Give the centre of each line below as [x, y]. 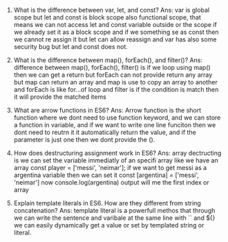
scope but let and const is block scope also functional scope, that [107, 17]
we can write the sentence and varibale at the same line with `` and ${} [114, 218]
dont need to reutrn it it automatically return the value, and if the [105, 132]
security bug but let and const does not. [70, 47]
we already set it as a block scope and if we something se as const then [116, 32]
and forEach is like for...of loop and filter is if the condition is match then [116, 90]
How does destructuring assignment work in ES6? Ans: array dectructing [117, 153]
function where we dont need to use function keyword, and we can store [117, 118]
